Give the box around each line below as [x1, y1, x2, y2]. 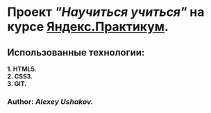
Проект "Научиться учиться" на [7, 4, 205, 20]
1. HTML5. [7, 65, 37, 73]
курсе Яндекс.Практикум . [7, 19, 169, 35]
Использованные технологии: [7, 46, 145, 58]
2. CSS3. [7, 72, 33, 80]
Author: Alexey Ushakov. [7, 96, 94, 106]
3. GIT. [7, 80, 27, 87]
